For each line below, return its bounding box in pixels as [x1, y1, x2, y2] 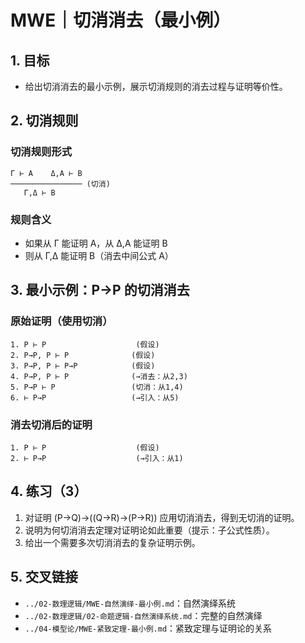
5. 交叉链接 [10, 569, 78, 586]
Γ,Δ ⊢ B [23, 187, 56, 198]
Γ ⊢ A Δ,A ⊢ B [10, 168, 83, 178]
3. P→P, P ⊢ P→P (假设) [10, 361, 156, 371]
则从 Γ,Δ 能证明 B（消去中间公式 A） [24, 249, 174, 261]
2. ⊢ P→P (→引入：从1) [10, 453, 184, 463]
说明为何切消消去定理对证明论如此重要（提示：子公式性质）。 [24, 524, 275, 536]
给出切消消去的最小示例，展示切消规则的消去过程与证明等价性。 [24, 81, 288, 92]
